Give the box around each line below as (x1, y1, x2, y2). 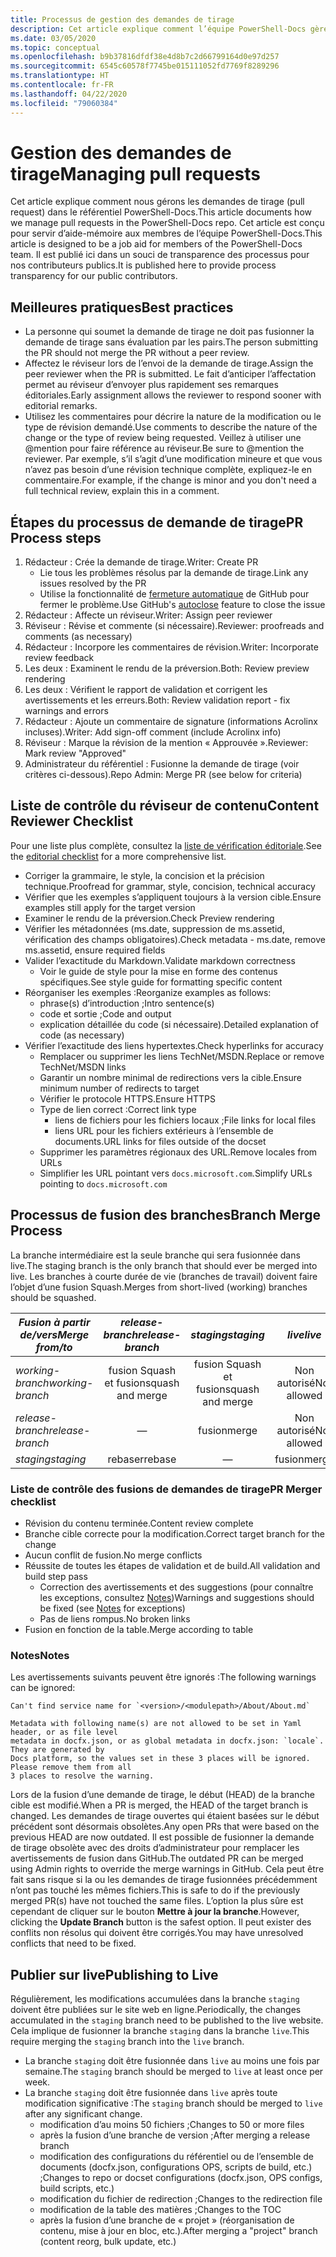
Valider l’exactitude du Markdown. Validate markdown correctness (24, 954, 296, 966)
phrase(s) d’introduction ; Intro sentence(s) (39, 997, 215, 1009)
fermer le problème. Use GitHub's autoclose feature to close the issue (39, 599, 326, 611)
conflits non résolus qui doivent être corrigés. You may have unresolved (10, 1927, 304, 1939)
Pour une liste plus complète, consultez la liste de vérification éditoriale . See (10, 839, 322, 851)
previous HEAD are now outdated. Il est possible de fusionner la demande (10, 1831, 315, 1843)
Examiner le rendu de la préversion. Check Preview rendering (24, 912, 275, 924)
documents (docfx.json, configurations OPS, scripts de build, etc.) (39, 2161, 313, 2173)
